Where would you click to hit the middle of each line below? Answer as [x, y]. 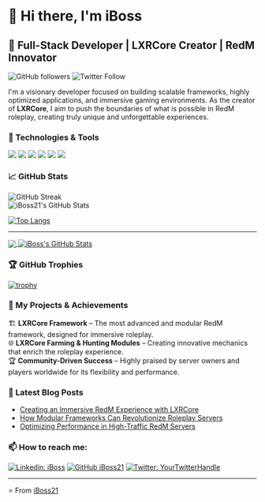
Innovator [33, 57]
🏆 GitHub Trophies [46, 265]
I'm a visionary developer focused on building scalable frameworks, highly [129, 92]
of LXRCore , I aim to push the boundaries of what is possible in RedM [121, 109]
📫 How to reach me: [48, 448]
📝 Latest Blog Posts [46, 392]
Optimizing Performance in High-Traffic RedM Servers [107, 426]
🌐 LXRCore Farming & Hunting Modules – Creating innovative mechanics [128, 343]
